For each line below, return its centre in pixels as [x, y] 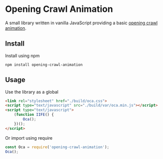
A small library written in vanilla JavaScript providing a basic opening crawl [81, 23]
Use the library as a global [32, 92]
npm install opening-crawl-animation [44, 65]
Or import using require [29, 138]
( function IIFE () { [34, 115]
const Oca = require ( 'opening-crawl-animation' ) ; [57, 147]
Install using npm [22, 55]
